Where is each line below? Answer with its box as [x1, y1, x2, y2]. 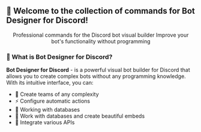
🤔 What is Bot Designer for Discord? [6, 52, 113, 61]
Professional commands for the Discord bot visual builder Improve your [13, 31, 189, 38]
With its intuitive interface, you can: [6, 79, 94, 86]
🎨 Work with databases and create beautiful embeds [14, 112, 145, 120]
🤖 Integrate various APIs [14, 119, 75, 126]
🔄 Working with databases [14, 106, 80, 113]
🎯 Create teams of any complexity [14, 91, 99, 98]
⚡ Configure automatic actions [14, 97, 91, 105]
